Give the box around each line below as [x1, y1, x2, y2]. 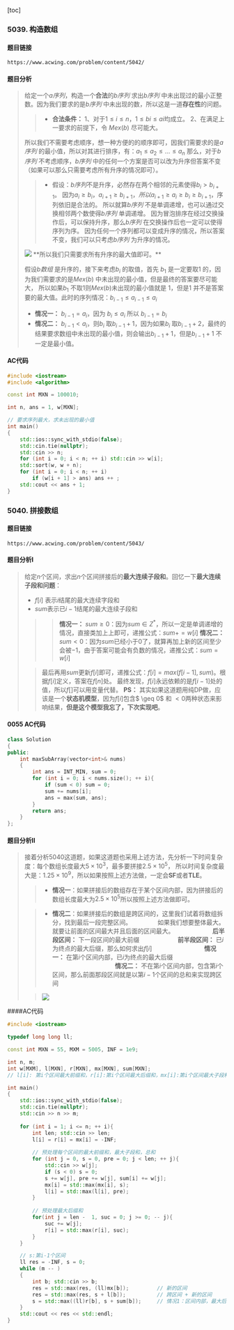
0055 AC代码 [7, 720, 46, 729]
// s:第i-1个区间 [19, 1252, 66, 1260]
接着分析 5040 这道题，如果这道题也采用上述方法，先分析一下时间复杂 [24, 853, 223, 861]
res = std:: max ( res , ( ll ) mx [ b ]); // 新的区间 [32, 1285, 187, 1292]
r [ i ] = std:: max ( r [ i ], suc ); [44, 1226, 130, 1234]
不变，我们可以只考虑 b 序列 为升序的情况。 [52, 235, 174, 243]
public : [7, 749, 30, 756]
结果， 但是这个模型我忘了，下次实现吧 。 [47, 703, 164, 711]
